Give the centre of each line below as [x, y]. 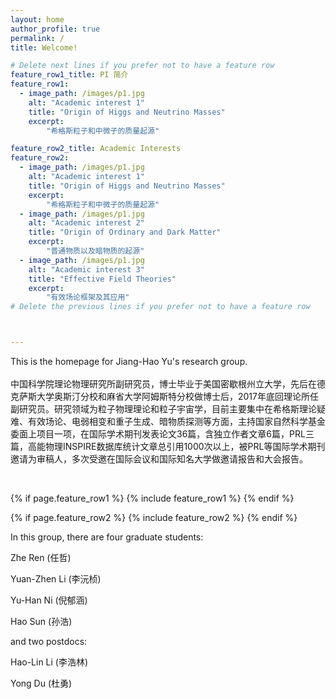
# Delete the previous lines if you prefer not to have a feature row [160, 307]
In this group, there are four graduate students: [107, 537]
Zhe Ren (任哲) [41, 557]
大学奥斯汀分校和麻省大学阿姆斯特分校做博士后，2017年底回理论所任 [177, 396]
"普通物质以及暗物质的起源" [95, 251]
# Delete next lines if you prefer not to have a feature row [142, 66]
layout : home [37, 19]
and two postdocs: [49, 641]
